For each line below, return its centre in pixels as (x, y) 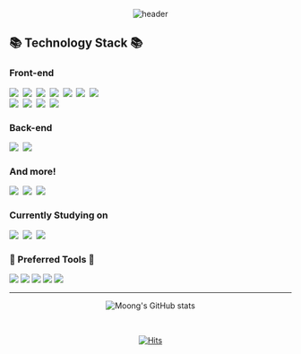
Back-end (31, 127)
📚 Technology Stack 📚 (76, 43)
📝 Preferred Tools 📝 (52, 259)
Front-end (32, 73)
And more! (33, 171)
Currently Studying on (59, 215)
